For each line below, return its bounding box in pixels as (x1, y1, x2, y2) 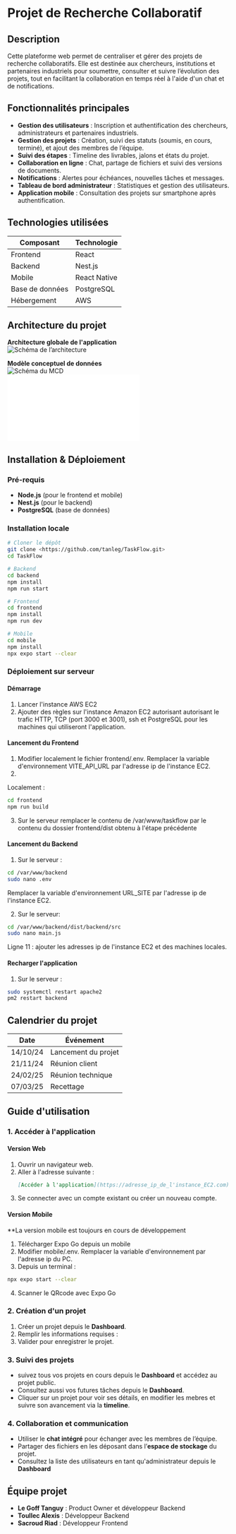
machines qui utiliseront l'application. (17, 722, 126, 731)
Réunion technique (50, 1070, 113, 1080)
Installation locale (7, 524, 70, 533)
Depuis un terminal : (17, 1262, 76, 1270)
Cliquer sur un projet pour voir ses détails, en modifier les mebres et (17, 1393, 216, 1402)
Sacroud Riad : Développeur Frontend (17, 1519, 128, 1528)
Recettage (50, 1082, 85, 1092)
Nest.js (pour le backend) (17, 498, 93, 507)
